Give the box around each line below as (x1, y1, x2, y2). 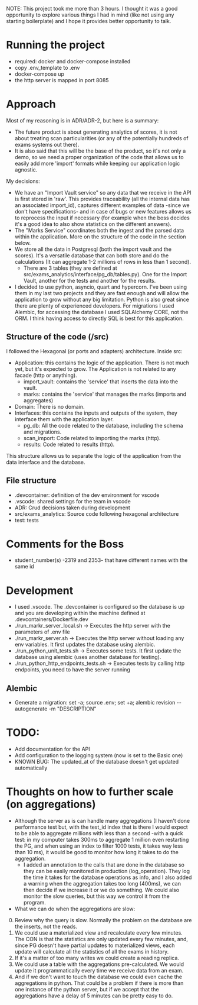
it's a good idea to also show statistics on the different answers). (14, 220, 172, 227)
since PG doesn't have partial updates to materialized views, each (14, 942, 175, 949)
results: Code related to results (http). (23, 441, 115, 448)
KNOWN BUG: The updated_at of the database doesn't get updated (14, 758, 179, 765)
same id (14, 563, 34, 570)
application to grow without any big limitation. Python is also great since (14, 296, 190, 303)
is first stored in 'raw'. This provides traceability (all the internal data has (14, 195, 190, 202)
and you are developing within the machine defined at (14, 609, 146, 617)
